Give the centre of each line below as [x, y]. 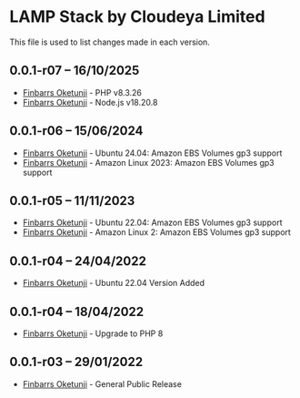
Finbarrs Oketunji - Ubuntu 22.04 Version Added [114, 283]
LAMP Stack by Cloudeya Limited [137, 17]
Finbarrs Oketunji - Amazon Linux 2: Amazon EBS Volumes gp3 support [156, 232]
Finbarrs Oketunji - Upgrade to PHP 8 [93, 333]
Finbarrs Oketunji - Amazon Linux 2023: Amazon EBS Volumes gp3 [148, 162]
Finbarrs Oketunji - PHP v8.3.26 [82, 92]
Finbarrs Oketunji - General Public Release [102, 383]
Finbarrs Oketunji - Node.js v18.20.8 [90, 102]
